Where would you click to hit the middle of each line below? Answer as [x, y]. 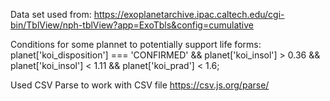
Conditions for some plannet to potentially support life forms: [136, 44]
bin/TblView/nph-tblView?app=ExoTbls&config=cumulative [132, 25]
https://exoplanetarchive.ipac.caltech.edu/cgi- [189, 14]
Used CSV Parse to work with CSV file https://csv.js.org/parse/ [140, 85]
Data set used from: [51, 14]
